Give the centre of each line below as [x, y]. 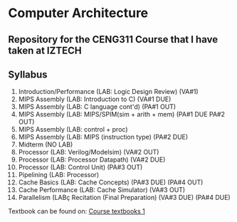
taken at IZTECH [45, 50]
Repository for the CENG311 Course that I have [113, 39]
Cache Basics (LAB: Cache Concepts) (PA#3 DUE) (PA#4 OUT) [111, 182]
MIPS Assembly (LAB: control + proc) [73, 129]
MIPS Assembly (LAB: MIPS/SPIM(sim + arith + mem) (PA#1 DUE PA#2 [121, 115]
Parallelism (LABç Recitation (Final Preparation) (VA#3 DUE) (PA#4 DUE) [124, 198]
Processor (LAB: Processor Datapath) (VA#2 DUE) [92, 160]
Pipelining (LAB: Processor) [58, 175]
